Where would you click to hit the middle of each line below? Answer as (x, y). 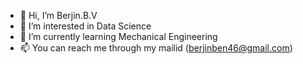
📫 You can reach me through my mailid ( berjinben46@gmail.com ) (156, 48)
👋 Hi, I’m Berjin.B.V (58, 15)
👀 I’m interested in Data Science (85, 26)
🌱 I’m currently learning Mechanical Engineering (118, 36)
